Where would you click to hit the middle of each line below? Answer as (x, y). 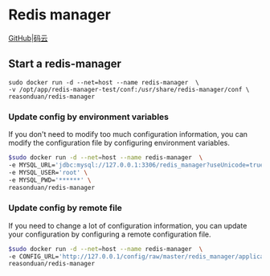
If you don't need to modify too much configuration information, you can (128, 134)
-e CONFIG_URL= (34, 256)
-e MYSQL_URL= (32, 165)
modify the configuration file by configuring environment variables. (119, 143)
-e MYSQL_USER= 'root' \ (48, 172)
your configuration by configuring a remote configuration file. (110, 234)
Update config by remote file (65, 208)
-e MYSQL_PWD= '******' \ (50, 180)
